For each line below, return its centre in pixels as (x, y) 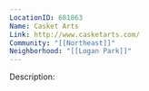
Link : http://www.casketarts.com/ (75, 34)
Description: (32, 77)
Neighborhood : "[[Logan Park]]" (70, 51)
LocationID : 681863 (46, 18)
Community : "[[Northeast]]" (63, 43)
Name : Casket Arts (44, 26)
